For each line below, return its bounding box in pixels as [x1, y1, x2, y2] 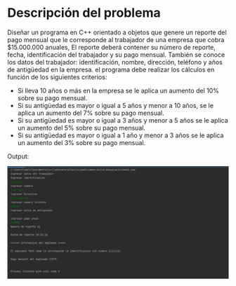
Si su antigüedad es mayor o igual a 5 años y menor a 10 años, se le [17, 101, 214, 109]
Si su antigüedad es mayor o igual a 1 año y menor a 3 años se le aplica [17, 131, 224, 139]
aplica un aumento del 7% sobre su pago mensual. [17, 109, 164, 117]
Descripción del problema [7, 5, 161, 21]
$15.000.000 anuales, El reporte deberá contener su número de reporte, [7, 43, 216, 51]
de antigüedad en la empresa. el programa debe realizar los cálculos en [7, 65, 215, 74]
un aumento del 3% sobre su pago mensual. [17, 138, 146, 147]
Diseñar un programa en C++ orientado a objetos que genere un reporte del [7, 28, 227, 36]
